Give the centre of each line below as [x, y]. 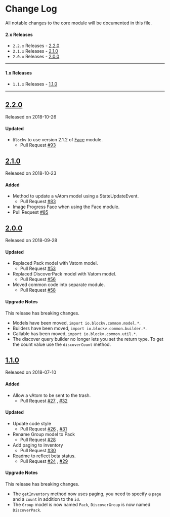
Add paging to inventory [38, 445]
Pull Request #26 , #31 [44, 429]
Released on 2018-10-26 [31, 117]
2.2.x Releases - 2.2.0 [36, 46]
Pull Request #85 [30, 212]
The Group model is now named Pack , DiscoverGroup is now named [81, 505]
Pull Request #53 [38, 268]
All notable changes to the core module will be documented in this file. [78, 23]
